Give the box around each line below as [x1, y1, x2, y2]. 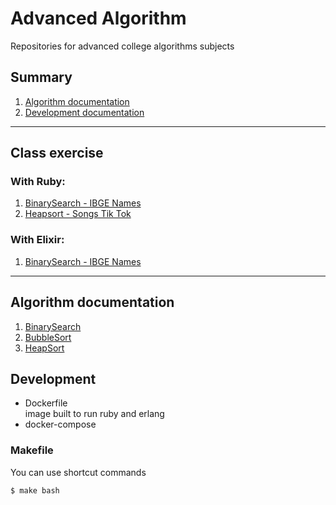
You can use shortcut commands [10, 466, 147, 478]
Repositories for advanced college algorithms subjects [10, 40, 235, 52]
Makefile [10, 443, 54, 457]
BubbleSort [24, 331, 72, 343]
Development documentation [24, 106, 145, 118]
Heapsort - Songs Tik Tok [24, 208, 132, 220]
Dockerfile [24, 397, 68, 409]
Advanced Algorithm [10, 7, 187, 30]
